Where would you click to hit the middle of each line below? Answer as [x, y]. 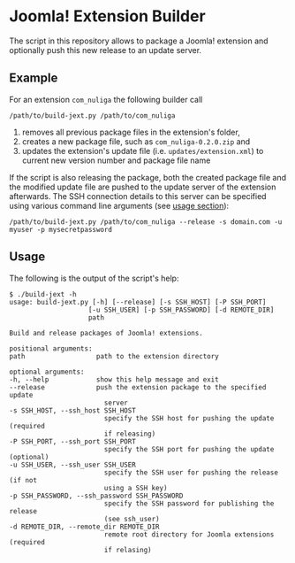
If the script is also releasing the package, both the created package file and [148, 177]
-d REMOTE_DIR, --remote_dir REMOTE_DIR [85, 527]
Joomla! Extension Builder [107, 16]
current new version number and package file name [116, 160]
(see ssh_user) [132, 519]
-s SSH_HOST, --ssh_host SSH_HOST [73, 410]
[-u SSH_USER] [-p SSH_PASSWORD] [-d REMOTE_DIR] [181, 310]
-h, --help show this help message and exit [114, 379]
